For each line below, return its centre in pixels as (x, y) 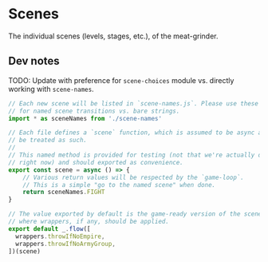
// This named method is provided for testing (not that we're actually (132, 155)
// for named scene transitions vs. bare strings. (94, 111)
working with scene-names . (51, 89)
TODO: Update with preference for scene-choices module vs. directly (121, 80)
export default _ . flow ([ (49, 228)
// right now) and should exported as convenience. (96, 162)
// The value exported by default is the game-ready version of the (124, 214)
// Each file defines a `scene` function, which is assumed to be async (132, 133)
